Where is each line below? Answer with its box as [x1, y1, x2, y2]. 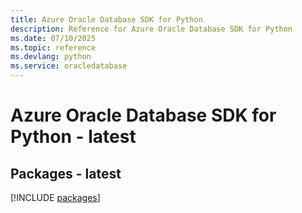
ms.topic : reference [10, 42, 97, 53]
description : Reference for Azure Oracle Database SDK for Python [10, 24, 293, 34]
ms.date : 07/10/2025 [10, 33, 97, 43]
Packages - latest [10, 165, 122, 182]
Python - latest [10, 126, 137, 148]
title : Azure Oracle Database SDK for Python [10, 14, 203, 25]
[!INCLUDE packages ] [10, 192, 101, 203]
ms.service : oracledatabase [10, 61, 128, 71]
